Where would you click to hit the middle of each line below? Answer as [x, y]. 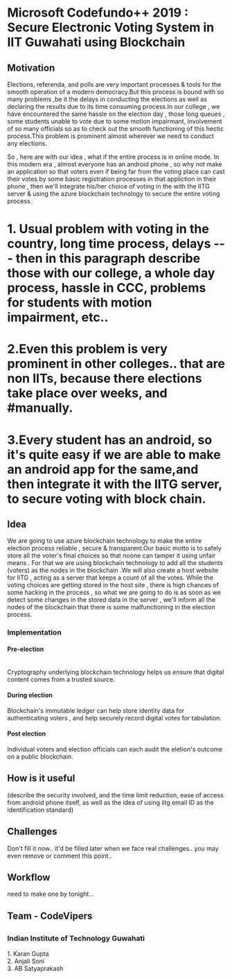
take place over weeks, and [87, 393]
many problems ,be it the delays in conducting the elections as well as [107, 99]
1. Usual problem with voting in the [108, 229]
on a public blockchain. [41, 756]
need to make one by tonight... [51, 894]
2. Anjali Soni [26, 961]
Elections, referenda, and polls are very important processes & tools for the [114, 84]
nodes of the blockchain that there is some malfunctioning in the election [111, 607]
